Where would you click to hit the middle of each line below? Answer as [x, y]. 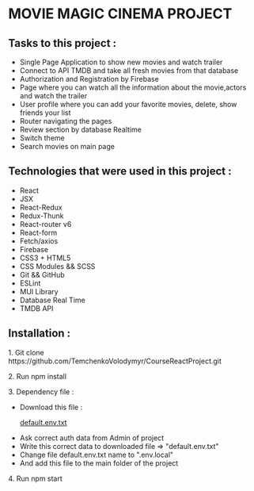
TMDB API [36, 308]
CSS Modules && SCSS [57, 266]
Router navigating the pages [66, 121]
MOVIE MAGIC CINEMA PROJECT [120, 14]
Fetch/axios [39, 241]
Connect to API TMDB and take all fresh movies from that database [129, 71]
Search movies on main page [67, 146]
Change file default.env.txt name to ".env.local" [97, 455]
